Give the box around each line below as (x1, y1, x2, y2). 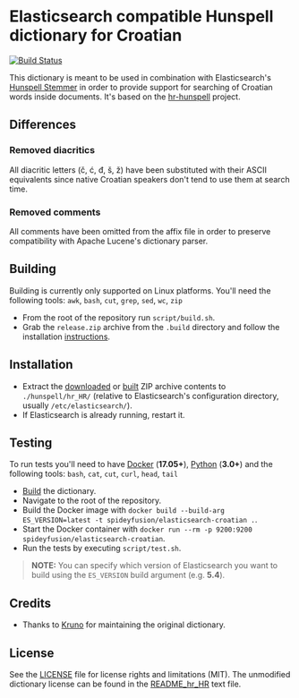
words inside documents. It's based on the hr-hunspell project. (9, 91, 241, 102)
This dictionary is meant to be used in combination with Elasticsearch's (9, 72, 271, 82)
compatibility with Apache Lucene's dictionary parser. (9, 235, 209, 246)
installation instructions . (21, 331, 110, 342)
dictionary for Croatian (9, 25, 183, 46)
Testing (9, 435, 53, 450)
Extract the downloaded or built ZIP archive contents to (21, 380, 226, 391)
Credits (9, 595, 52, 610)
